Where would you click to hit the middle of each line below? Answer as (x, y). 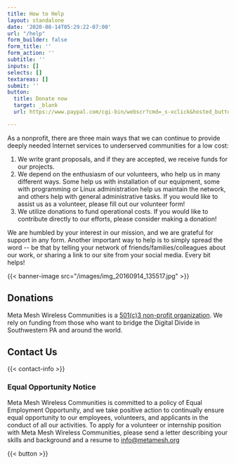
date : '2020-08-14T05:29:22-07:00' (59, 27)
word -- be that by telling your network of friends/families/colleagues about (117, 247)
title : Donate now (41, 99)
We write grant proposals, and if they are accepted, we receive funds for (123, 159)
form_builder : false (38, 40)
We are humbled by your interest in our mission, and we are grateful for (111, 232)
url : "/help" (26, 33)
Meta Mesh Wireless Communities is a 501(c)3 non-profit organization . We (115, 315)
